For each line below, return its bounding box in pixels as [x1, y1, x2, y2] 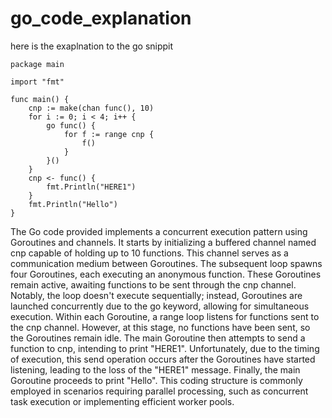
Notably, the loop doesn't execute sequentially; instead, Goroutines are [10, 289, 303, 301]
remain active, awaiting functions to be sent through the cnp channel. [10, 278, 297, 291]
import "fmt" [10, 77, 65, 87]
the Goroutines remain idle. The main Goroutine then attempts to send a [10, 332, 306, 344]
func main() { [10, 94, 70, 104]
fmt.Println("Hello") [28, 199, 118, 209]
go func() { [46, 120, 97, 131]
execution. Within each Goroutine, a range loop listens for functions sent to [10, 310, 320, 322]
